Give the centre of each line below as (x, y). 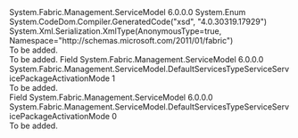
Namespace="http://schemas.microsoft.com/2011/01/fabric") (121, 41)
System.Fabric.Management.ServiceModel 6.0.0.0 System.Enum (128, 12)
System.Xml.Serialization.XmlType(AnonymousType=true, (116, 31)
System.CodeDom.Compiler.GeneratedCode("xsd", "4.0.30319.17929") (138, 21)
